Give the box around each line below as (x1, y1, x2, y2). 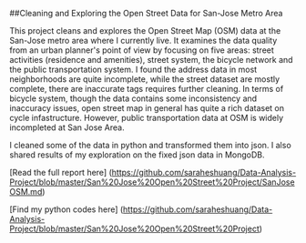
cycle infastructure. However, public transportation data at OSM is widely (9, 113, 284, 123)
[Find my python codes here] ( (9, 204, 124, 215)
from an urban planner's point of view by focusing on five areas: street (9, 45, 275, 56)
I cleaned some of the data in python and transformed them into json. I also (9, 140, 291, 150)
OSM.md (9, 187, 43, 197)
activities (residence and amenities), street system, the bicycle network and (9, 55, 293, 65)
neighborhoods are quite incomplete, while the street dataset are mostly (9, 74, 280, 85)
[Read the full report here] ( (9, 167, 112, 177)
